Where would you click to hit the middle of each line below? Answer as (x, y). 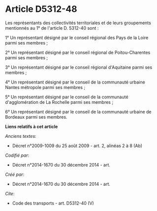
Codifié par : (17, 155)
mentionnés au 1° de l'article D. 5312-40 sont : (52, 28)
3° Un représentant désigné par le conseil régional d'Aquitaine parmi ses (79, 67)
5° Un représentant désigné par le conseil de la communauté (67, 97)
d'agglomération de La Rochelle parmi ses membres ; (59, 102)
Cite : (10, 193)
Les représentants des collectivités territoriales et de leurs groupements (78, 23)
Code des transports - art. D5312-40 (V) (53, 203)
